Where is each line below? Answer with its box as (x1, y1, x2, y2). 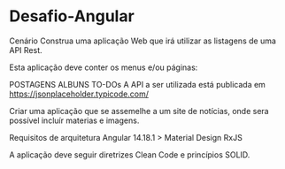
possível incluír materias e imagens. (9, 115, 140, 126)
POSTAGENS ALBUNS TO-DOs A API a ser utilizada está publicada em (9, 79, 266, 89)
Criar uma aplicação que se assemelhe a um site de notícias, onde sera (9, 105, 269, 116)
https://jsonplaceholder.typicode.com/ (9, 88, 149, 99)
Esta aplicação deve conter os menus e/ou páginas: (9, 62, 198, 73)
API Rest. (9, 44, 42, 55)
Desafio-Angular (9, 6, 135, 27)
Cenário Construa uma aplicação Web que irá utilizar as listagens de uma (9, 35, 277, 46)
